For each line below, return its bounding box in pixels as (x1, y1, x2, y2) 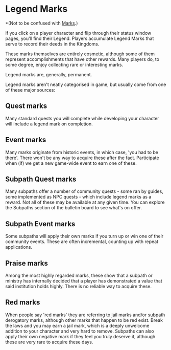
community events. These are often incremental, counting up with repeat (5, 238, 159, 245)
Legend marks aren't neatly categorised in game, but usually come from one (5, 81, 166, 87)
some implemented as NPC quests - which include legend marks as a (5, 194, 152, 200)
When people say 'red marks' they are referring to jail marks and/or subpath (5, 312, 165, 318)
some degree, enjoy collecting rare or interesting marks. (5, 61, 124, 68)
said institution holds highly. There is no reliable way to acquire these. (5, 283, 152, 289)
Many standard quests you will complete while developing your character (5, 115, 159, 121)
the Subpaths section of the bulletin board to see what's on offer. (5, 205, 142, 211)
